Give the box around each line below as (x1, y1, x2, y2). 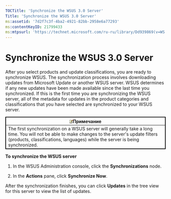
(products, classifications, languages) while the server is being (8, 136, 139, 142)
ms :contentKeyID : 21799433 (5, 24, 63, 29)
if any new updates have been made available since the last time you (5, 85, 150, 91)
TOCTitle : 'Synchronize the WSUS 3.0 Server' (5, 8, 103, 13)
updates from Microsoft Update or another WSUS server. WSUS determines (5, 80, 164, 86)
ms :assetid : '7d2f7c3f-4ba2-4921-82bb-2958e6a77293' (5, 19, 120, 24)
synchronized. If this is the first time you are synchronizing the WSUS (5, 90, 151, 96)
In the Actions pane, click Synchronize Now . (12, 173, 108, 179)
